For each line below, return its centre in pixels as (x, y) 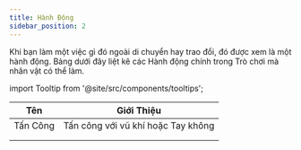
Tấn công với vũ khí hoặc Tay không (139, 125)
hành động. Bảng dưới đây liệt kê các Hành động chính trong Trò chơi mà (144, 61)
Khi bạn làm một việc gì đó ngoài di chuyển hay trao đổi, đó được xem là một (150, 51)
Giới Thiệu (138, 110)
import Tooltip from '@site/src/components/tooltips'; (107, 88)
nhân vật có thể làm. (47, 71)
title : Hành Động (42, 18)
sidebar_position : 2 (48, 26)
